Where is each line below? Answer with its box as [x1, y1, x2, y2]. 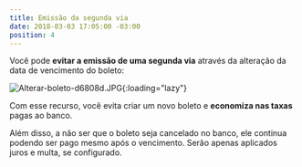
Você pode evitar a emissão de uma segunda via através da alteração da [9, 56, 286, 67]
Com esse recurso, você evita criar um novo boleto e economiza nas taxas [9, 100, 293, 111]
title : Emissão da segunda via [9, 13, 129, 23]
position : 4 [9, 30, 55, 39]
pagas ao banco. [9, 110, 73, 121]
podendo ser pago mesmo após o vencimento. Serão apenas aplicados [9, 138, 278, 149]
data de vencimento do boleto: [9, 65, 125, 76]
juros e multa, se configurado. [9, 147, 122, 158]
